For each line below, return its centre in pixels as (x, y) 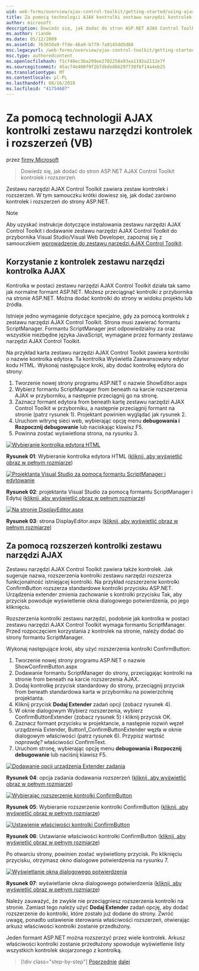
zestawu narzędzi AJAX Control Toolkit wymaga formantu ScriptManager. (96, 625)
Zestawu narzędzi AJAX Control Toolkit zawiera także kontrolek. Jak (90, 569)
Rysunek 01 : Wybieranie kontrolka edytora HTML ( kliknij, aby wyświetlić (94, 456)
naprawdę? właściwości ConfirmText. (60, 742)
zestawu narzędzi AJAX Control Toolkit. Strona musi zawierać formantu (93, 322)
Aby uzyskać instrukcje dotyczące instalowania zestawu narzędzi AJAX (94, 224)
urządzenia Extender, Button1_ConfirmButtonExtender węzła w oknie (98, 730)
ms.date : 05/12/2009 (32, 39)
